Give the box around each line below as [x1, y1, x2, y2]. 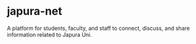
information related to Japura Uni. [7, 31, 92, 38]
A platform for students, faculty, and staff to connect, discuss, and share [7, 24, 190, 32]
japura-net [7, 4, 62, 18]
